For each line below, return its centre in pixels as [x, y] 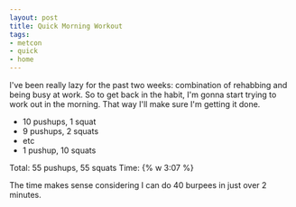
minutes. [26, 195]
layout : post [34, 18]
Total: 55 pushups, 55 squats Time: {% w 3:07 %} [102, 168]
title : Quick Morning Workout [66, 26]
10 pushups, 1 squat [59, 121]
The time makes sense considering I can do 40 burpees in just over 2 [138, 185]
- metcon [26, 43]
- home [22, 59]
